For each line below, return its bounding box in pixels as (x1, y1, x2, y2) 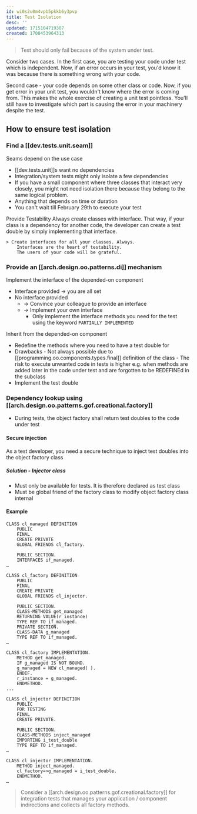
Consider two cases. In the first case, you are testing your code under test (6, 58, 186, 65)
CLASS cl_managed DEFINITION (6, 521, 78, 527)
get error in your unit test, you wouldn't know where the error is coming (6, 88, 179, 95)
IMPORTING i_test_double (16, 737, 78, 743)
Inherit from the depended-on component (6, 331, 108, 338)
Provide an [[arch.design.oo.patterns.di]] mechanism (6, 263, 162, 271)
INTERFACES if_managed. (16, 557, 75, 563)
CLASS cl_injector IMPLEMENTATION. (6, 758, 94, 763)
